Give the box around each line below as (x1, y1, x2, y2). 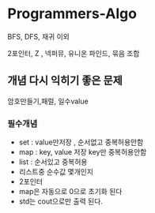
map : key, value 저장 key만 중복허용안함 (18, 148, 147, 157)
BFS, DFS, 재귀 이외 (7, 32, 70, 41)
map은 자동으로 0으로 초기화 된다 (18, 187, 123, 196)
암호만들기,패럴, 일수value (7, 96, 89, 106)
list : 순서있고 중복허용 (18, 157, 88, 166)
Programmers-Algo (7, 5, 138, 23)
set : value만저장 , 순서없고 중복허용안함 (18, 137, 144, 147)
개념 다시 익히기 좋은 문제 (7, 74, 123, 88)
